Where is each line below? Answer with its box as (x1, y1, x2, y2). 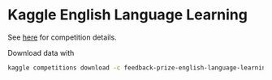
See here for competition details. (7, 32, 117, 42)
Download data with (7, 48, 75, 57)
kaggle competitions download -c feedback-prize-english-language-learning (7, 63, 270, 72)
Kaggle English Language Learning (7, 6, 248, 24)
